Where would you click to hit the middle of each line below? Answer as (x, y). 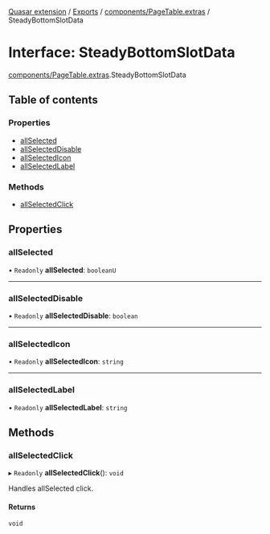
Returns (22, 507)
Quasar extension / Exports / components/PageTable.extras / (109, 12)
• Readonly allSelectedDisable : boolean (73, 316)
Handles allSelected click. (51, 488)
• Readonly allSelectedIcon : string (66, 361)
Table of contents (53, 100)
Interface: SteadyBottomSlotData (122, 53)
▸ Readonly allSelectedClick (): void (66, 473)
